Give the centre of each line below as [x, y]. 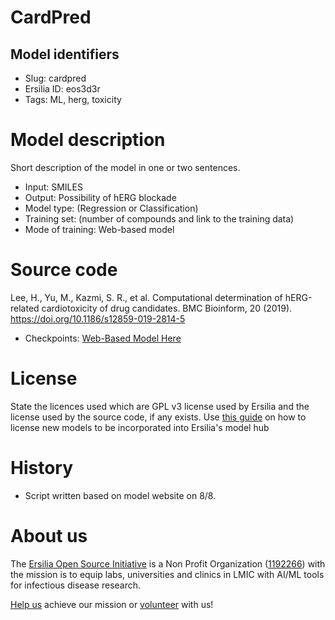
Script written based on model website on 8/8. [120, 495]
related [25, 308]
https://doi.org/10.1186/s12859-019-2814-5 [98, 318]
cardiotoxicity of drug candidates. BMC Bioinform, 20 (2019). [167, 308]
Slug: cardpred [55, 78]
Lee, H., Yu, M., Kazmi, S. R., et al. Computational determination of [146, 297]
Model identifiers [65, 54]
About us [49, 535]
